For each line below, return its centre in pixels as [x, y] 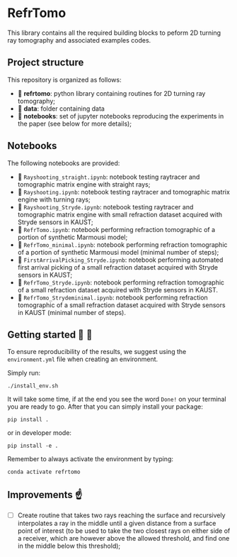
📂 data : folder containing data [61, 109]
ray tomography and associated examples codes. [79, 40]
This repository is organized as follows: [64, 79]
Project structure [46, 63]
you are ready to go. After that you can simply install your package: [105, 407]
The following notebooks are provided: [64, 163]
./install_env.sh [33, 386]
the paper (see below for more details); [75, 123]
